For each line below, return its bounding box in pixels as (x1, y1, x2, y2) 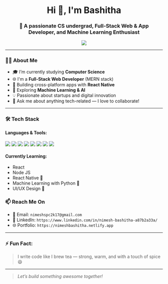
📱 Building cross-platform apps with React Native (12, 81, 115, 87)
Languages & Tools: (5, 130, 47, 136)
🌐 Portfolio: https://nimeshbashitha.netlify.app (12, 222, 113, 228)
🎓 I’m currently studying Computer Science (12, 69, 105, 75)
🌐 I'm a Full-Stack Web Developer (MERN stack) (12, 76, 114, 82)
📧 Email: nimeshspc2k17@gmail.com (12, 212, 82, 218)
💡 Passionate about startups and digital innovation (12, 92, 116, 98)
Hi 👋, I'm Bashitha (46, 5, 121, 16)
